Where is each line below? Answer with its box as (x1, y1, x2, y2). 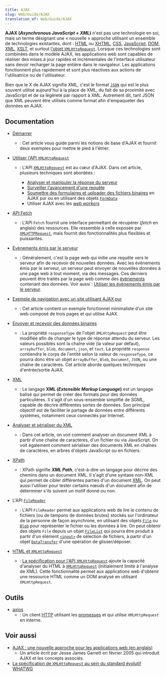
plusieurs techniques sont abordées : (19, 170, 95, 176)
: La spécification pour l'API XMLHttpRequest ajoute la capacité (19, 558, 145, 564)
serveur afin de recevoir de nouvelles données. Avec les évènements (19, 260, 161, 266)
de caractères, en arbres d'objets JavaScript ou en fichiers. (19, 447, 141, 454)
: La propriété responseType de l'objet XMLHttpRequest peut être (19, 330, 147, 336)
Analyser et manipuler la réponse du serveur (27, 180, 118, 185)
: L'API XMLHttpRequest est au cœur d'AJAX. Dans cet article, (19, 165, 142, 171)
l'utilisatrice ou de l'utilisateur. (5, 72, 66, 78)
